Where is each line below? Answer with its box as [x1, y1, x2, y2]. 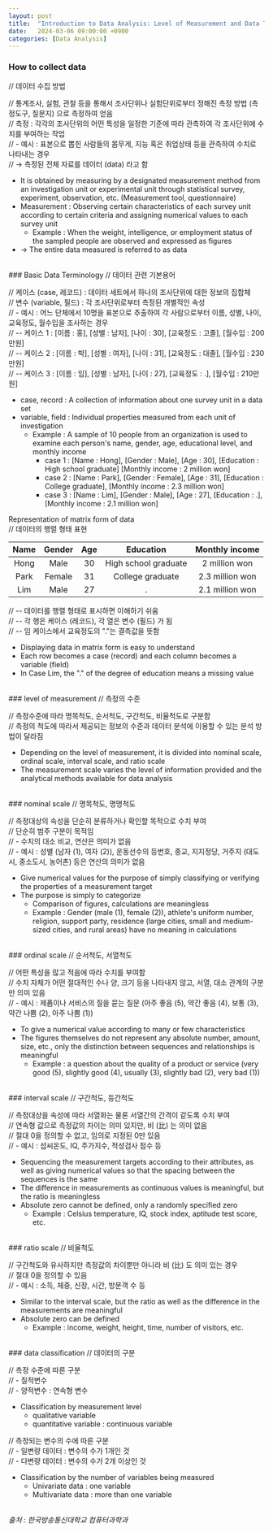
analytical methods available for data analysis [19, 773, 173, 783]
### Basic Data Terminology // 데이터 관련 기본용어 [8, 270, 176, 280]
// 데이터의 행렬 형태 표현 [8, 523, 88, 533]
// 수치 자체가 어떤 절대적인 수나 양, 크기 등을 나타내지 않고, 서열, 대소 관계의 [8, 977, 249, 987]
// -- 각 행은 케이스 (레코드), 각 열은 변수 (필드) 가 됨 [8, 615, 173, 626]
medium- [223, 916, 253, 926]
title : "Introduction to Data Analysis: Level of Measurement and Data [8, 20, 260, 28]
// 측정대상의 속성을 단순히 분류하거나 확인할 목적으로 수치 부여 [8, 816, 207, 826]
